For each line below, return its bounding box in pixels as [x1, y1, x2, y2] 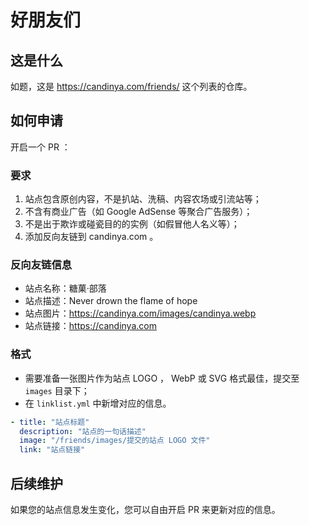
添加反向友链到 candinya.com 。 [24, 231, 159, 243]
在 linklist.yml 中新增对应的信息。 [24, 397, 172, 409]
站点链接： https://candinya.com [24, 320, 157, 332]
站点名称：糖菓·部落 [24, 282, 107, 295]
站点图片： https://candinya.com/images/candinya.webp [24, 307, 257, 320]
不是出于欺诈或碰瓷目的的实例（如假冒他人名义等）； [24, 218, 240, 230]
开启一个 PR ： [10, 141, 71, 153]
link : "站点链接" [19, 445, 86, 455]
